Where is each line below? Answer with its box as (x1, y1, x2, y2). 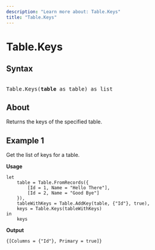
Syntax (6, 64, 33, 74)
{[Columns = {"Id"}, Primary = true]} (6, 238, 102, 245)
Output (6, 227, 24, 234)
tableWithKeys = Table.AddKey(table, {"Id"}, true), (17, 200, 150, 206)
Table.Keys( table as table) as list (6, 85, 113, 92)
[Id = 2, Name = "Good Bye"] (27, 190, 100, 196)
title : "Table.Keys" (6, 14, 58, 20)
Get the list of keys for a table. (6, 152, 80, 159)
